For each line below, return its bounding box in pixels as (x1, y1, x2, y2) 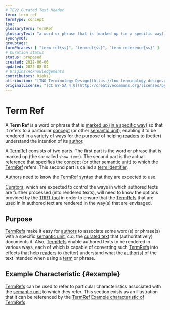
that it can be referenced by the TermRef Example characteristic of (5, 294, 145, 300)
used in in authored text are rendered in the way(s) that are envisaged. (5, 200, 152, 206)
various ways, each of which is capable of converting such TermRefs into (5, 244, 158, 251)
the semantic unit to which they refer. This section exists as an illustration (5, 289, 158, 295)
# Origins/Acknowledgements (5, 69, 65, 74)
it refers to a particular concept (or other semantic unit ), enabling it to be (5, 127, 156, 133)
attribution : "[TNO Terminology (5, 78, 73, 83)
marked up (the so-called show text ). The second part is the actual (5, 153, 145, 159)
